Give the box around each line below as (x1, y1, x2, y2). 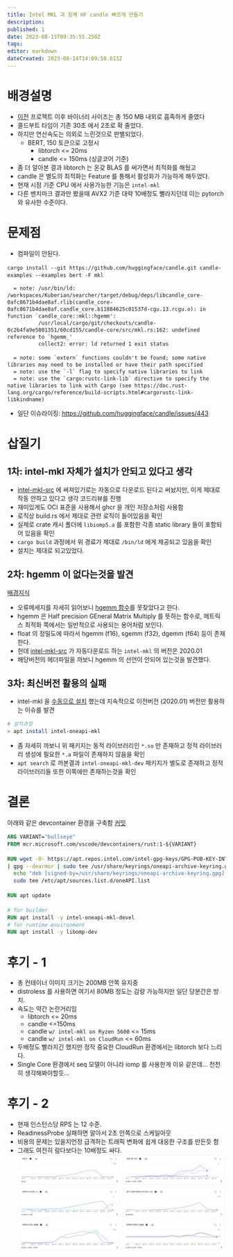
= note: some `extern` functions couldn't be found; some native (13, 354, 207, 361)
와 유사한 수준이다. (17, 198, 68, 206)
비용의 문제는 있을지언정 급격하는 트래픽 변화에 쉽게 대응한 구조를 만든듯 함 (17, 1137, 220, 1146)
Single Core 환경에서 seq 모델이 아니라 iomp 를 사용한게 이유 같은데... (17, 1060, 208, 1069)
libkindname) (7, 396, 45, 403)
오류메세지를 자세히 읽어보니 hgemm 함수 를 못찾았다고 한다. (17, 603, 180, 611)
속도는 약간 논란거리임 (17, 1005, 78, 1013)
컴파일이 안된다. (17, 249, 60, 257)
